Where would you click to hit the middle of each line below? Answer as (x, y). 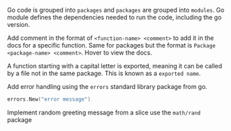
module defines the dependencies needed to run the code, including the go (114, 17)
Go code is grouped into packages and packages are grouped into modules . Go (116, 10)
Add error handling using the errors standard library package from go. (107, 87)
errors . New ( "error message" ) (49, 99)
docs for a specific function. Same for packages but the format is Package (111, 45)
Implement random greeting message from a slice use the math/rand (104, 112)
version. (19, 24)
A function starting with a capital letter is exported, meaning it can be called (115, 66)
